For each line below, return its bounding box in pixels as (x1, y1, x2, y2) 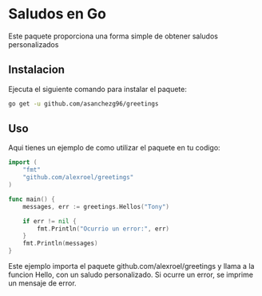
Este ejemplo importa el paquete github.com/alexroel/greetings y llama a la (8, 262, 255, 271)
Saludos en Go (8, 5, 106, 23)
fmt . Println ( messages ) (22, 239, 98, 248)
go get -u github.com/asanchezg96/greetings (8, 99, 159, 108)
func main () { (8, 195, 56, 203)
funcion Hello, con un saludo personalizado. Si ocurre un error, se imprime (8, 270, 254, 280)
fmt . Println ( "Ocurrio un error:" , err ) (37, 225, 170, 233)
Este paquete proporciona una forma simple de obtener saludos (8, 31, 218, 41)
